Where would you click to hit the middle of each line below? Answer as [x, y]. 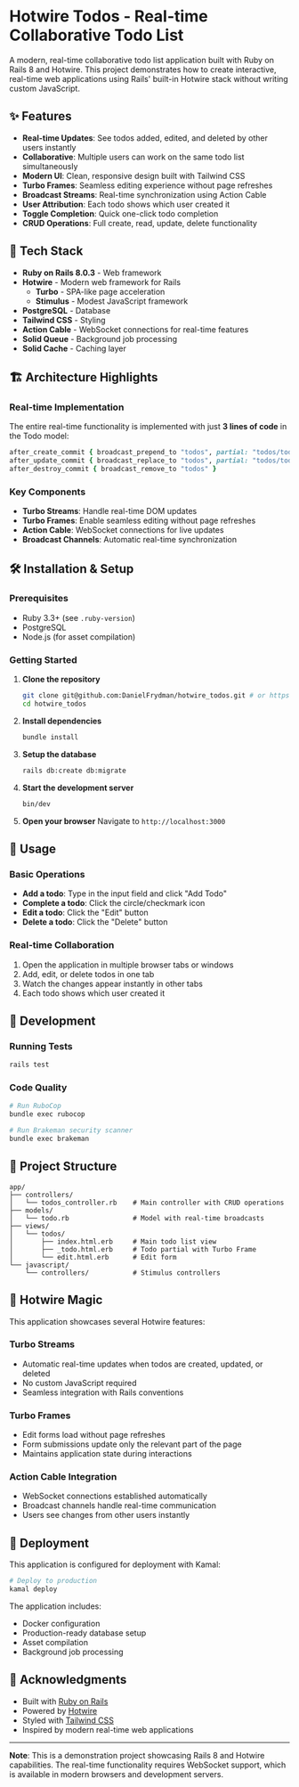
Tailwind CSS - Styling [64, 320]
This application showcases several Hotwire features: [107, 1321]
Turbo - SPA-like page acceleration [100, 291]
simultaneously [50, 166]
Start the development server [78, 787]
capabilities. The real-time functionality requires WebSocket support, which [148, 1765]
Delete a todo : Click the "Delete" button [95, 922]
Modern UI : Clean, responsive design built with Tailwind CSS [133, 175]
